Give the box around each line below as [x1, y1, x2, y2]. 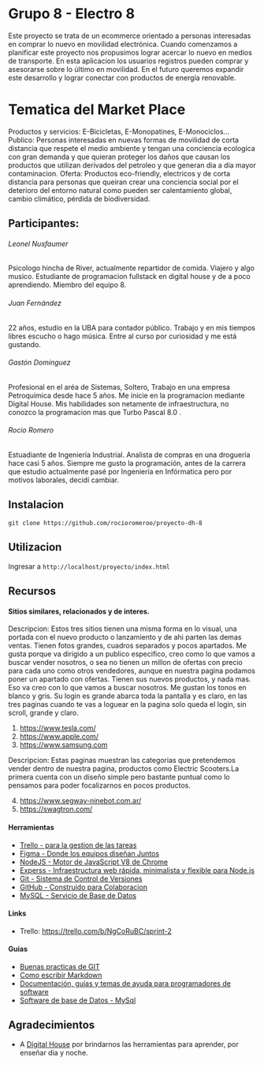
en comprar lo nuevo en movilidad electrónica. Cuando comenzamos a [8, 39, 238, 48]
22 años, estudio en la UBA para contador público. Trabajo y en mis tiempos [8, 323, 256, 332]
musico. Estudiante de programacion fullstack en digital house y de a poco [8, 272, 251, 281]
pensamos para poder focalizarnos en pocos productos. [8, 780, 191, 791]
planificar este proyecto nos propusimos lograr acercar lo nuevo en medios [8, 47, 252, 57]
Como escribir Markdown [19, 970, 102, 980]
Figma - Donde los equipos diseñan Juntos [19, 848, 160, 858]
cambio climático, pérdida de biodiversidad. [8, 194, 151, 203]
